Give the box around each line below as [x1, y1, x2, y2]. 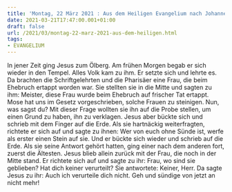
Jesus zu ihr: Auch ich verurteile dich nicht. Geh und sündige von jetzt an [7, 171, 215, 180]
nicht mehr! [7, 179, 40, 186]
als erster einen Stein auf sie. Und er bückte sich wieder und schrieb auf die [7, 135, 223, 142]
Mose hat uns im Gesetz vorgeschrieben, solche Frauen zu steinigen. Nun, [7, 98, 220, 106]
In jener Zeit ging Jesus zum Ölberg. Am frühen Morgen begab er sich [7, 61, 206, 69]
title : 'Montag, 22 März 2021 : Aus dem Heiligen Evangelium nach [7, 10, 202, 17]
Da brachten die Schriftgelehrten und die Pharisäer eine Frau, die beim [7, 76, 209, 84]
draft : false [7, 23, 45, 30]
